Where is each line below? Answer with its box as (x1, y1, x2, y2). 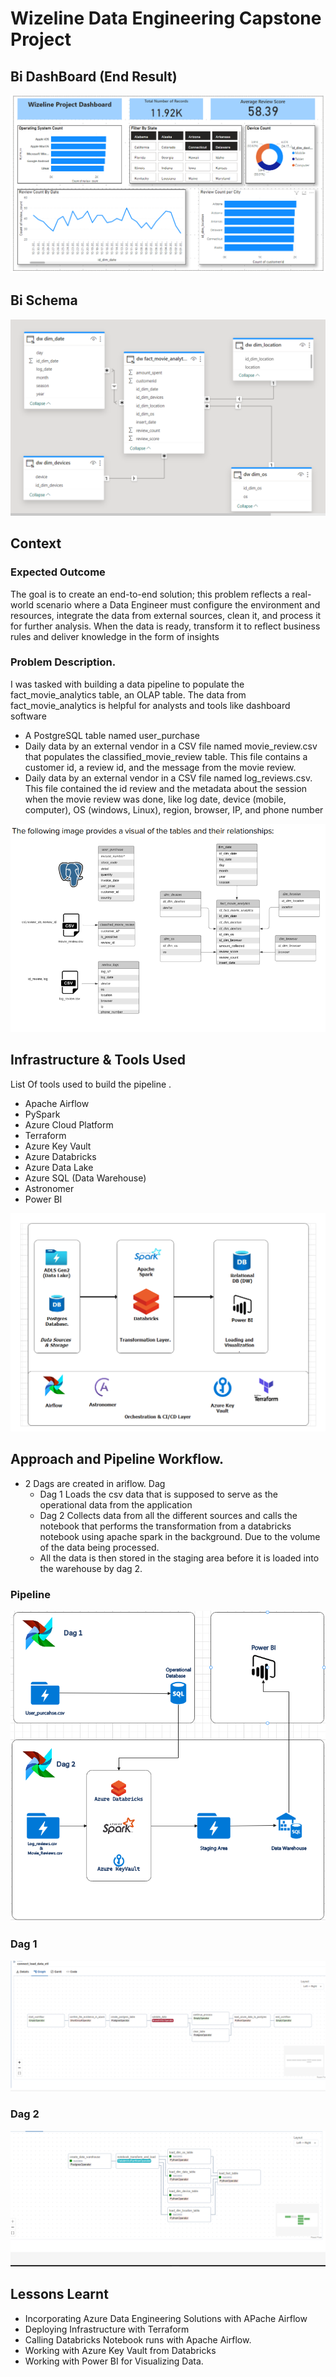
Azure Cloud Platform (24, 1118, 114, 1131)
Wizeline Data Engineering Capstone (10, 7, 322, 30)
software (10, 710, 47, 722)
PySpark (24, 1108, 61, 1120)
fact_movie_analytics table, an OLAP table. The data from (10, 688, 247, 701)
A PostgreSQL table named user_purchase (24, 729, 200, 741)
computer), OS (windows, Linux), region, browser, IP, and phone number (24, 803, 324, 816)
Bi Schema (10, 292, 78, 309)
